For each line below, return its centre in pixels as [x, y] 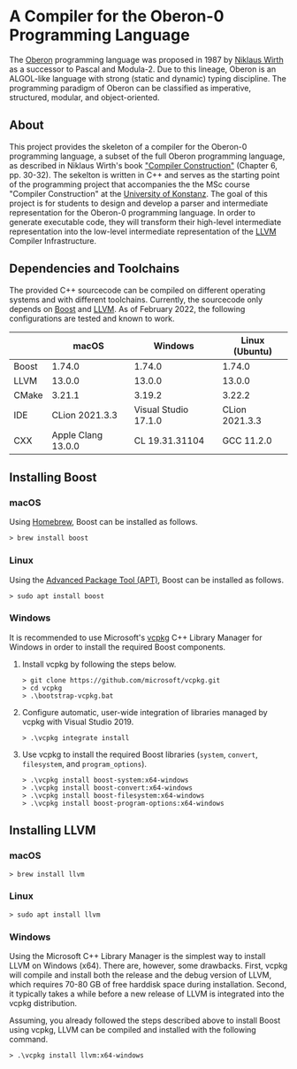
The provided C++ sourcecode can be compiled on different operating [137, 290]
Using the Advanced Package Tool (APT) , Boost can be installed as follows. [147, 580]
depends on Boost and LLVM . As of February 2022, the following [127, 308]
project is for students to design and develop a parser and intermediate [139, 203]
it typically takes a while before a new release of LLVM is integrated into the [147, 994]
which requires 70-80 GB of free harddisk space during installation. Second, [148, 985]
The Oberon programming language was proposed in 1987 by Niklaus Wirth [147, 59]
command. [29, 1040]
